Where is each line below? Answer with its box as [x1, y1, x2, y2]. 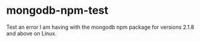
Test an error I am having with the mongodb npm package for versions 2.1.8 [6, 23, 195, 31]
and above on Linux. [6, 29, 57, 37]
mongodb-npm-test [6, 4, 109, 17]
